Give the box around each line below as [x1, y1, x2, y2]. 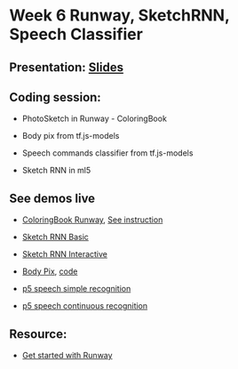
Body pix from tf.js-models [21, 131, 120, 141]
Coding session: [9, 90, 102, 105]
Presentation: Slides [9, 60, 124, 75]
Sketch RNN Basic [21, 232, 89, 243]
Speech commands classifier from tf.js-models [21, 148, 194, 158]
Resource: [9, 326, 67, 341]
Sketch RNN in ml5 [21, 165, 91, 176]
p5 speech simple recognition [21, 284, 131, 294]
